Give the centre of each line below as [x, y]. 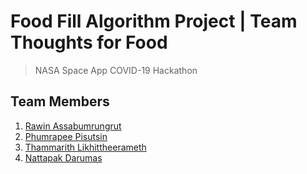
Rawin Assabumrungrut [73, 126]
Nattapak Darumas [63, 157]
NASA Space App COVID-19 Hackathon [116, 70]
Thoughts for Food [89, 42]
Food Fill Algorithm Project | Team [154, 21]
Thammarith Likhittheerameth [85, 147]
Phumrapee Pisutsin [66, 136]
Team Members [60, 101]
